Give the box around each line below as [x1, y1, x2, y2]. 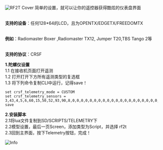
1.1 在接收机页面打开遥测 [5, 68, 53, 74]
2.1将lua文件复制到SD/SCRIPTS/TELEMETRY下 [5, 118, 98, 123]
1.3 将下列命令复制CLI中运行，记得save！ [5, 80, 87, 86]
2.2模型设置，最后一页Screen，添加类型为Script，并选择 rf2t [5, 124, 127, 130]
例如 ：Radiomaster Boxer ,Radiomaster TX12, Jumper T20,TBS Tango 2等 [5, 36, 152, 41]
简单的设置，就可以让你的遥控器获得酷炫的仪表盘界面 [34, 5, 142, 10]
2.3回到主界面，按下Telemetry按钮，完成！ [5, 130, 91, 135]
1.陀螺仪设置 [5, 62, 30, 67]
